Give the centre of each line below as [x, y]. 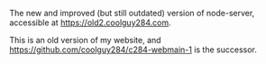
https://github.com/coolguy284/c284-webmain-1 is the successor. [133, 50]
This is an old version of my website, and [85, 40]
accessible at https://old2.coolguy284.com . [90, 23]
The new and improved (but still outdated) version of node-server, [132, 13]
